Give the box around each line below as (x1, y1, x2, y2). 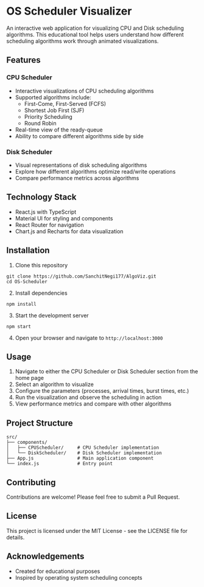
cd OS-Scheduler (6, 278, 47, 284)
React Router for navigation (15, 221, 84, 228)
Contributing (6, 477, 56, 488)
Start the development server (15, 312, 90, 319)
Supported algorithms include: (15, 93, 91, 101)
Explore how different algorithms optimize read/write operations (15, 167, 176, 175)
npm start (6, 323, 32, 329)
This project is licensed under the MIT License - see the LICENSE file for (6, 527, 188, 534)
